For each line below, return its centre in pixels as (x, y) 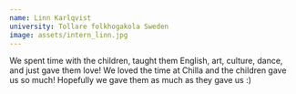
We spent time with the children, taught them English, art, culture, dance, (146, 61)
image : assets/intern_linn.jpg (69, 35)
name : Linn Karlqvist (51, 18)
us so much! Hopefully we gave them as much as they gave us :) (131, 80)
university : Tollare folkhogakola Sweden (89, 26)
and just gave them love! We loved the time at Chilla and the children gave (148, 70)
